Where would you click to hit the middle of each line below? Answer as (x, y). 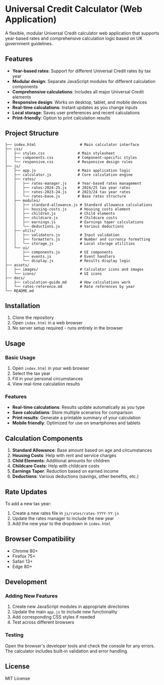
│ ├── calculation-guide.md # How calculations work (68, 282)
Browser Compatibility (40, 539)
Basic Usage (20, 357)
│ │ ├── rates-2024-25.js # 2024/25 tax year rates (68, 188)
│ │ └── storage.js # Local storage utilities (70, 243)
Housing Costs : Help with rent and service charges (64, 456)
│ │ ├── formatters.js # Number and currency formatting (78, 239)
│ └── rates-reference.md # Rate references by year (70, 286)
